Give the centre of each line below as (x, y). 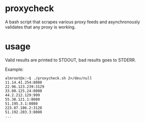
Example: (14, 69)
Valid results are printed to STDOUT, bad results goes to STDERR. (71, 60)
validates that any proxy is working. (40, 27)
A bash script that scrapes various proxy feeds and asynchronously (72, 22)
